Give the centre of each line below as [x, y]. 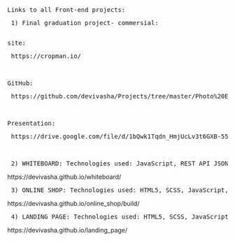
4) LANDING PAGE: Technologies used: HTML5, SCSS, [100, 217]
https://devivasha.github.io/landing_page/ [67, 230]
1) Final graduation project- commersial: [85, 23]
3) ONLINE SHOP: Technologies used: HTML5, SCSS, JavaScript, [120, 190]
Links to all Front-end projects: [66, 10]
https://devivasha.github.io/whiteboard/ [64, 177]
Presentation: [31, 123]
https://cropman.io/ [46, 56]
